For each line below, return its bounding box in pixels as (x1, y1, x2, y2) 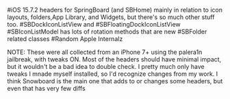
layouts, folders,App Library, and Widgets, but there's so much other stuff (7, 13, 215, 21)
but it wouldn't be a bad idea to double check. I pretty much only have (7, 63, 205, 70)
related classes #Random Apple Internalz (7, 35, 123, 43)
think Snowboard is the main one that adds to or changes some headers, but (7, 77, 223, 85)
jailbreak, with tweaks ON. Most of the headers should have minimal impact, (7, 55, 222, 63)
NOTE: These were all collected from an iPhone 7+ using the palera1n (7, 48, 203, 56)
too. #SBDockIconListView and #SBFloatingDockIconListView (7, 20, 181, 28)
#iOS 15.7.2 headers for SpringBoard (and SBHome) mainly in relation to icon (7, 6, 222, 14)
